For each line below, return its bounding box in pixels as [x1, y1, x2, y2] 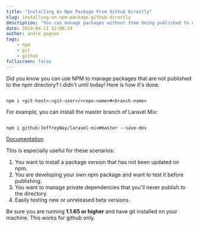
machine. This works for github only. [6, 214, 95, 221]
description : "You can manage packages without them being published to [6, 20, 190, 26]
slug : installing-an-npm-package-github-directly [6, 14, 131, 20]
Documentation [6, 135, 44, 143]
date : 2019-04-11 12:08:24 [6, 25, 73, 31]
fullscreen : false [6, 58, 52, 64]
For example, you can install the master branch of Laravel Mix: [6, 108, 158, 115]
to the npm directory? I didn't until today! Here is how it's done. [6, 81, 160, 88]
